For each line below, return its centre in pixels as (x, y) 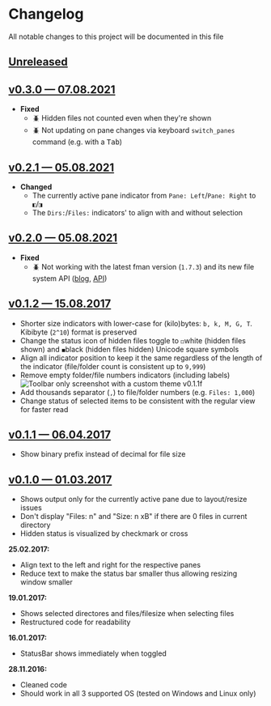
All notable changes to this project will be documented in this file (116, 36)
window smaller (46, 582)
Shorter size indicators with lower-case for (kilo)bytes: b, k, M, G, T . (136, 323)
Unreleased (38, 62)
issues (31, 508)
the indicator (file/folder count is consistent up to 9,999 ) (113, 366)
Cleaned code (43, 685)
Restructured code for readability (75, 622)
